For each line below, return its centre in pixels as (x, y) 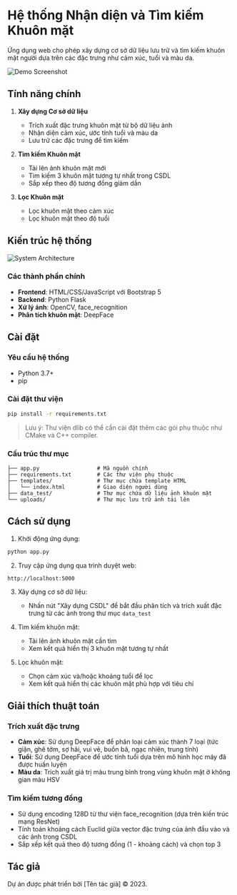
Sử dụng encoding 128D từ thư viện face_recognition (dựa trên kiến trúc (123, 814)
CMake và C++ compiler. (61, 435)
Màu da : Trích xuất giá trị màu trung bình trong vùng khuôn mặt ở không (124, 772)
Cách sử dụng (39, 521)
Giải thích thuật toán (54, 706)
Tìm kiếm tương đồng (45, 798)
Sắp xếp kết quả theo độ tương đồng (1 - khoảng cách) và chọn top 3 (119, 844)
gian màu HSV (39, 780)
